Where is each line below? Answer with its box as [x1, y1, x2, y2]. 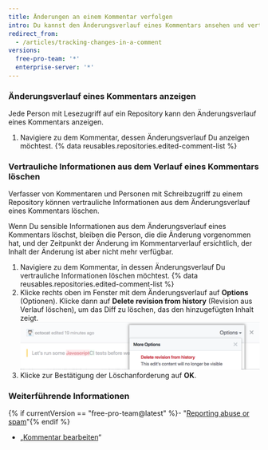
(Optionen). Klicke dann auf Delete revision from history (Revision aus [19, 296, 253, 306]
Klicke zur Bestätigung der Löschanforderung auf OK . [19, 371, 197, 381]
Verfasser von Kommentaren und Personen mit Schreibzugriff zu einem [8, 189, 243, 199]
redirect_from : [8, 30, 59, 37]
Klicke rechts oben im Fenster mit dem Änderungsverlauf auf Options [19, 288, 249, 298]
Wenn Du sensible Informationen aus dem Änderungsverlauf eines [8, 222, 227, 231]
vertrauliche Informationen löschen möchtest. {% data [19, 271, 198, 281]
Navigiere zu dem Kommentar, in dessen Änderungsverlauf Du [19, 262, 226, 272]
